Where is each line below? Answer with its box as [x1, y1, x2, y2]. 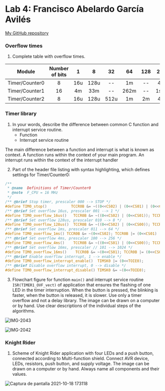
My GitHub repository [5, 30, 49, 36]
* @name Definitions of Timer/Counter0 [7, 185, 91, 191]
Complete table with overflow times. [12, 53, 85, 59]
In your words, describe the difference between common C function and [12, 121, 159, 127]
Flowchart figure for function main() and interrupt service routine [12, 277, 144, 283]
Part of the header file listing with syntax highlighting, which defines [12, 166, 150, 172]
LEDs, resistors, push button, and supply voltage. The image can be [12, 361, 150, 366]
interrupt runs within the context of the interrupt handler [5, 157, 118, 163]
